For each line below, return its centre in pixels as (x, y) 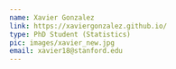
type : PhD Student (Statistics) (70, 34)
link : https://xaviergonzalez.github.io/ (88, 26)
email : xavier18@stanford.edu (66, 51)
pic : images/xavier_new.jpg (62, 43)
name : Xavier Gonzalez (52, 17)
